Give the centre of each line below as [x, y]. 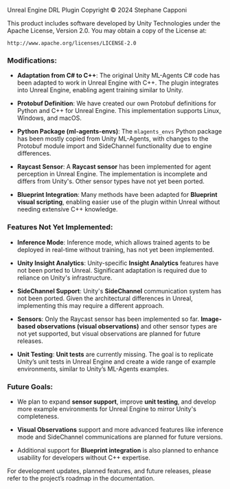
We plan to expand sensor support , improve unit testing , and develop [116, 402]
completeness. [38, 416]
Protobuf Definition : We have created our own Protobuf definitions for [116, 103]
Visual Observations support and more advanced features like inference [120, 429]
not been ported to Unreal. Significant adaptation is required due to [112, 270]
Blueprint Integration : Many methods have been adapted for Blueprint [117, 195]
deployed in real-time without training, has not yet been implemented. [116, 249]
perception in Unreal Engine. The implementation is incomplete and [112, 174]
